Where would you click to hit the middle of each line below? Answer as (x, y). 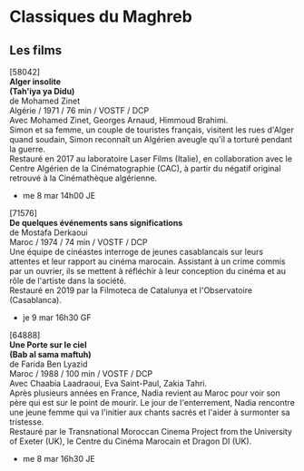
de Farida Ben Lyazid (49, 364)
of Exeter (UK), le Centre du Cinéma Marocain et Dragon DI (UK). (131, 441)
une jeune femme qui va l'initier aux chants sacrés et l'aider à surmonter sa (150, 412)
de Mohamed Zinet (44, 101)
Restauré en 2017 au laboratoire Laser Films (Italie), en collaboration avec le (151, 159)
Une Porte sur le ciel (48, 345)
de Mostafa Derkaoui (49, 232)
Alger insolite (35, 82)
